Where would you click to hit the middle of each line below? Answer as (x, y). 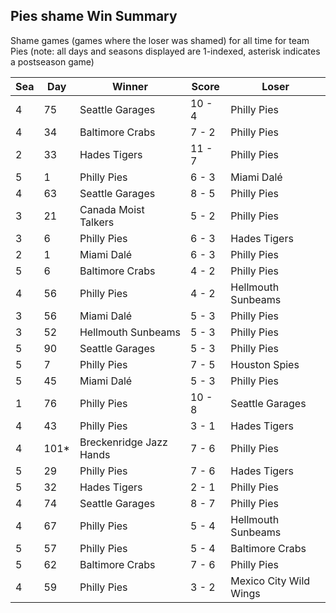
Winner (130, 86)
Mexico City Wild (270, 581)
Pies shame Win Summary (94, 16)
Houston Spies (265, 364)
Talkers (97, 222)
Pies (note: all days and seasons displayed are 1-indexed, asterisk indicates (165, 51)
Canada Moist (112, 209)
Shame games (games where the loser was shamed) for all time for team (160, 40)
